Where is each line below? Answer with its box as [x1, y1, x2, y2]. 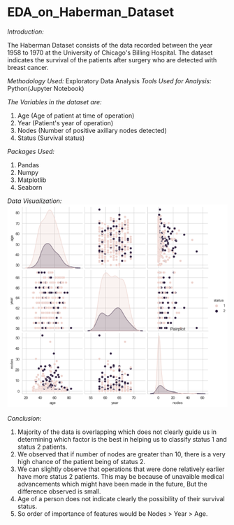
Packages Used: [7, 147, 54, 155]
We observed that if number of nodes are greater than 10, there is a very [17, 450, 226, 458]
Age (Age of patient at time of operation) [17, 111, 135, 120]
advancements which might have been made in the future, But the [17, 480, 207, 489]
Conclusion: [7, 414, 42, 423]
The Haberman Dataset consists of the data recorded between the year [7, 41, 213, 49]
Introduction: [7, 27, 44, 36]
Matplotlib [17, 176, 47, 184]
